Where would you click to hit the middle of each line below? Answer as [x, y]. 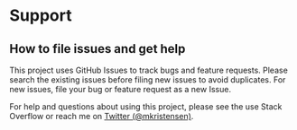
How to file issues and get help [97, 49]
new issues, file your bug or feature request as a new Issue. [121, 89]
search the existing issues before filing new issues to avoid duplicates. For [148, 80]
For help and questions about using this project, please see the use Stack [146, 107]
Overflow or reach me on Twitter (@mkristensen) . [102, 116]
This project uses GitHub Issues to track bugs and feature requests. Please [149, 70]
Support [41, 16]
